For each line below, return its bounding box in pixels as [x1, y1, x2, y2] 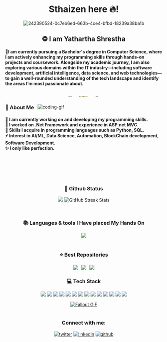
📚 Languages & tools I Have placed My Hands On [23, 219, 145, 226]
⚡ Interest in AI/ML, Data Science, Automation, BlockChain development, [5, 133, 159, 139]
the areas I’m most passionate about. [5, 80, 84, 86]
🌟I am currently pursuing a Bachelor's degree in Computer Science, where [5, 48, 162, 54]
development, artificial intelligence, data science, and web [5, 70, 129, 76]
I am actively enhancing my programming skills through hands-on [5, 54, 145, 60]
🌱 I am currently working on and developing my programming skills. [5, 116, 148, 123]
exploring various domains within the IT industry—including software [5, 64, 152, 70]
